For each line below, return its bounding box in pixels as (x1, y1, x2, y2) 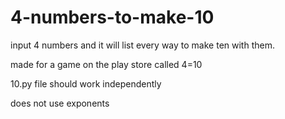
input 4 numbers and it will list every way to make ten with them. (10, 39, 275, 51)
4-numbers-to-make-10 (10, 6, 215, 29)
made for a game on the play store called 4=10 (10, 58, 203, 70)
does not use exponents (10, 97, 110, 109)
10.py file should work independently (10, 77, 162, 90)
